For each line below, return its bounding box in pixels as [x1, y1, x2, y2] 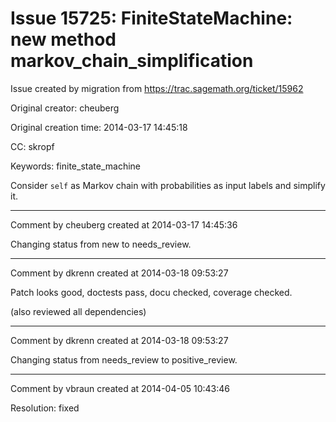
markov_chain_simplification [10, 50, 254, 72]
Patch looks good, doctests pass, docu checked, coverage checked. [10, 286, 293, 298]
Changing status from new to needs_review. [10, 238, 192, 250]
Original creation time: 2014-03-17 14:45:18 [10, 121, 188, 133]
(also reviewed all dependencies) [10, 305, 147, 317]
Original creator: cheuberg [10, 102, 120, 114]
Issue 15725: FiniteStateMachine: [10, 7, 293, 30]
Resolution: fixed [10, 402, 80, 414]
